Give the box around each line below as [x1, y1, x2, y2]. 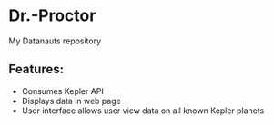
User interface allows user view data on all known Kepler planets [21, 105, 265, 116]
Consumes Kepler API [21, 85, 104, 96]
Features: [8, 62, 65, 77]
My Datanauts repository [8, 35, 102, 46]
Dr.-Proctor [8, 5, 96, 26]
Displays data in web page [21, 95, 122, 106]
